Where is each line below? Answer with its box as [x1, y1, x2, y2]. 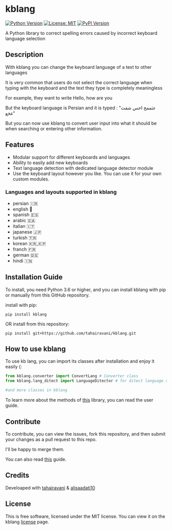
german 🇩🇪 [12, 252, 39, 258]
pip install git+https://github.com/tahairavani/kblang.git [5, 330, 137, 336]
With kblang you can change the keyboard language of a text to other [5, 64, 152, 70]
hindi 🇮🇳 [12, 258, 33, 264]
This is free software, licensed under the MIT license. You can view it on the [5, 513, 165, 519]
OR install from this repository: [5, 321, 70, 327]
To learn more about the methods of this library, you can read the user [5, 397, 154, 403]
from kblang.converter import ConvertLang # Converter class [5, 374, 139, 379]
